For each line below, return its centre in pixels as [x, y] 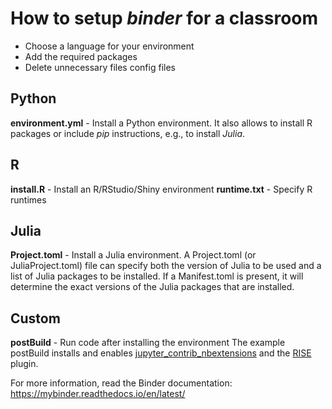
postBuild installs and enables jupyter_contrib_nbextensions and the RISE [161, 353]
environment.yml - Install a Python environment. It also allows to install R [161, 123]
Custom [35, 318]
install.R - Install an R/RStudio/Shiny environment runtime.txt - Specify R [161, 189]
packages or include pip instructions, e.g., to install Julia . [128, 133]
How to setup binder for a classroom [164, 18]
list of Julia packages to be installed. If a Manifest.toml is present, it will [157, 276]
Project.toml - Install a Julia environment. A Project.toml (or [133, 255]
